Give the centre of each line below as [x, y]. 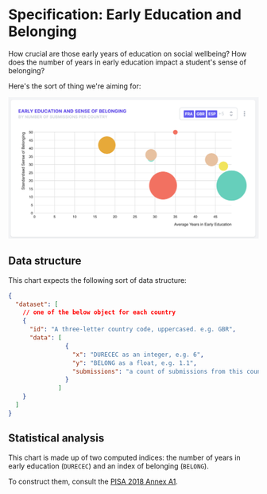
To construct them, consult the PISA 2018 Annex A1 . [93, 481]
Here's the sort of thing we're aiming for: [75, 86]
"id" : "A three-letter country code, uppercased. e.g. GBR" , [133, 329]
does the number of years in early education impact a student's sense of [127, 62]
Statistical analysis [56, 439]
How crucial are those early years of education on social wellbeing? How [128, 53]
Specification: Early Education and [125, 15]
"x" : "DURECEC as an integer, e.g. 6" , [138, 355]
